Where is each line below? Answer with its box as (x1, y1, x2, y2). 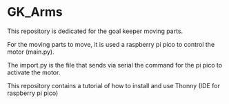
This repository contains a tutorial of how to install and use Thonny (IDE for (7, 81, 221, 90)
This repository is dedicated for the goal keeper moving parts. (7, 27, 183, 35)
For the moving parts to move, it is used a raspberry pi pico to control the (7, 40, 215, 48)
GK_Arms (7, 4, 63, 20)
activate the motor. (7, 68, 61, 76)
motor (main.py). (7, 48, 54, 56)
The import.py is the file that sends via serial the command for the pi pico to (7, 61, 223, 69)
